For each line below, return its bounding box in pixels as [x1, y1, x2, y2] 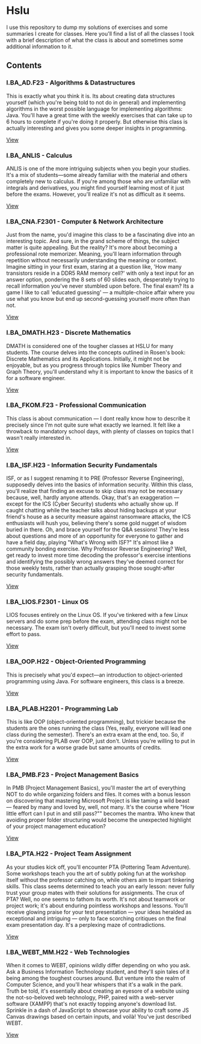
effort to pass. [6, 631, 42, 638]
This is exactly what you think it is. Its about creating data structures [6, 92, 176, 100]
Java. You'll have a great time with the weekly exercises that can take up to [6, 111, 193, 118]
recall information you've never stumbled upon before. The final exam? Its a [6, 282, 194, 290]
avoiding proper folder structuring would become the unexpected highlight [6, 816, 191, 823]
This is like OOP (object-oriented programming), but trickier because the [6, 718, 186, 725]
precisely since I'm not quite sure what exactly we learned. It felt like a [6, 421, 181, 428]
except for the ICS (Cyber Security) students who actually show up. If [6, 500, 179, 507]
